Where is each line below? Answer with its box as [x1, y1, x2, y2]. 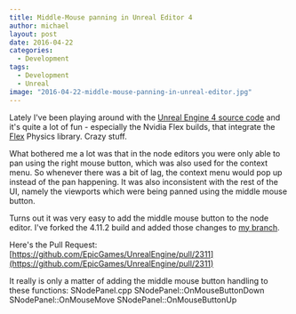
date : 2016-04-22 [9, 37, 74, 47]
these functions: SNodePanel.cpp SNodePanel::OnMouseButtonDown [9, 285, 265, 295]
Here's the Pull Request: [9, 239, 98, 250]
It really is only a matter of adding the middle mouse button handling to [9, 275, 268, 286]
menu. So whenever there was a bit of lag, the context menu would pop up [9, 166, 283, 178]
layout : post [9, 29, 58, 38]
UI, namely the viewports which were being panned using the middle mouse [9, 186, 287, 197]
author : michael [9, 21, 69, 30]
